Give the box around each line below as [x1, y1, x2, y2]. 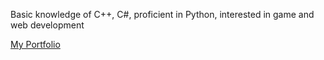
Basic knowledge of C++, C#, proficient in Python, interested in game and [10, 9, 315, 20]
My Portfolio [10, 39, 61, 50]
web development [10, 19, 85, 31]
